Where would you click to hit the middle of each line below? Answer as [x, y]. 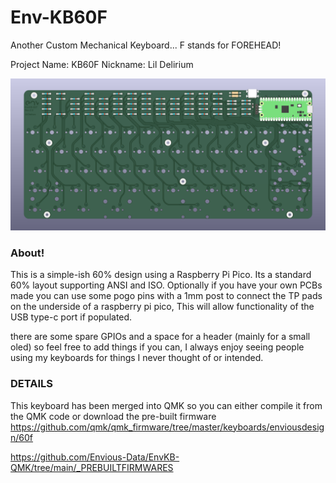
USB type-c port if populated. [71, 317]
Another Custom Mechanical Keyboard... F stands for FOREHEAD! [146, 45]
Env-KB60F [59, 17]
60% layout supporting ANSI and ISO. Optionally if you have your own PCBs [166, 285]
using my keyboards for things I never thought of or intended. [137, 358]
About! [27, 253]
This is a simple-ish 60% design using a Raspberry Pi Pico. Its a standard [161, 275]
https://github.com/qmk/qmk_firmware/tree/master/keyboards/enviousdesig [167, 427]
